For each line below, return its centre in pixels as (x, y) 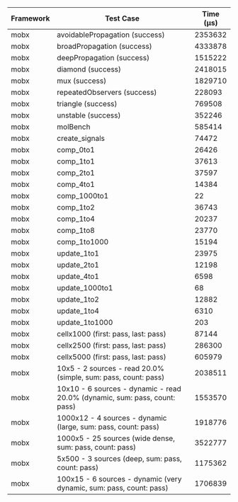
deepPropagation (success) (103, 58)
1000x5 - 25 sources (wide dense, (116, 438)
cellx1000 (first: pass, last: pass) (111, 334)
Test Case (123, 18)
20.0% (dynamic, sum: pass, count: (116, 398)
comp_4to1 (76, 184)
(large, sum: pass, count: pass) (108, 427)
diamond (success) (89, 69)
